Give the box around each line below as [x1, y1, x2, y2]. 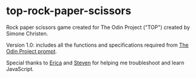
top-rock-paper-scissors [6, 4, 131, 18]
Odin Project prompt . [6, 47, 57, 54]
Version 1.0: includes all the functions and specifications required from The [6, 41, 189, 48]
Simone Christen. [6, 30, 49, 37]
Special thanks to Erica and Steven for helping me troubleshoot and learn [6, 59, 185, 66]
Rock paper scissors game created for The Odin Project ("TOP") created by [6, 24, 191, 31]
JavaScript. [6, 65, 34, 72]
